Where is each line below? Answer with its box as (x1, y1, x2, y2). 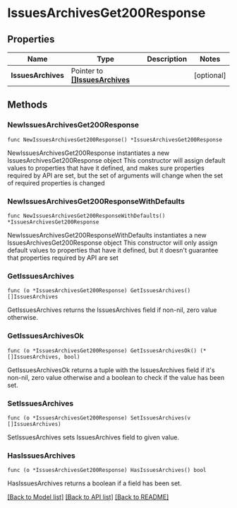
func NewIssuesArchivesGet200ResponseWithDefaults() (7, 212, 166, 219)
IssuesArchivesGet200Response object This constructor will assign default (7, 156, 226, 164)
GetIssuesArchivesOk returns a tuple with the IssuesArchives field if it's (7, 366, 215, 374)
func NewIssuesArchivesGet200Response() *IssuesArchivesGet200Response (7, 136, 222, 143)
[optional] (193, 71, 226, 80)
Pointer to (71, 66, 104, 76)
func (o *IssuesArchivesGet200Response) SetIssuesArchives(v (7, 414, 191, 422)
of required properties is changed (7, 178, 105, 187)
